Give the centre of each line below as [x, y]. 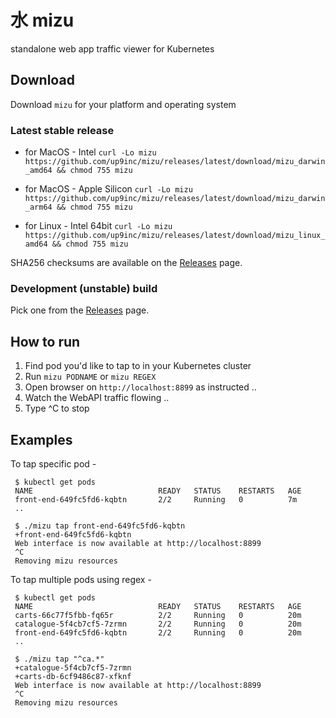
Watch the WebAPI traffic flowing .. [97, 398]
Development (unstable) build [84, 288]
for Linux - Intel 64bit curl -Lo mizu [98, 226]
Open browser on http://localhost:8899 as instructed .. [140, 387]
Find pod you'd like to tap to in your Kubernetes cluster [138, 366]
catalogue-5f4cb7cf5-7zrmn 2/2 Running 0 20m [158, 624]
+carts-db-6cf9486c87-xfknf [73, 676]
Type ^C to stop [57, 408]
